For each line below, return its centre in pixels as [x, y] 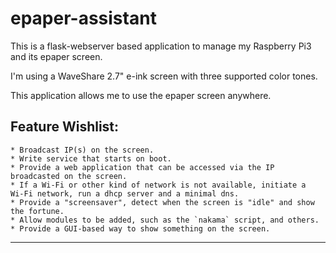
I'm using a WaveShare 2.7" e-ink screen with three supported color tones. [164, 76]
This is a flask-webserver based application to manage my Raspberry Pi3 [161, 46]
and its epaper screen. [56, 56]
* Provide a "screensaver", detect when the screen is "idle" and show [162, 202]
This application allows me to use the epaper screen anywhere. [141, 95]
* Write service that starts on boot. [91, 158]
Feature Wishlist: [65, 127]
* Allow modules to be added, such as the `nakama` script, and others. [165, 220]
